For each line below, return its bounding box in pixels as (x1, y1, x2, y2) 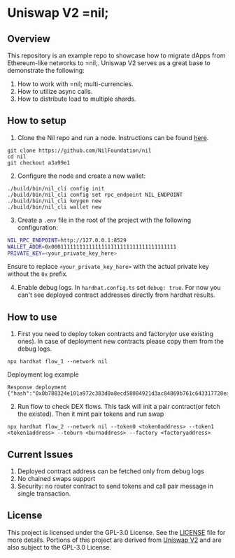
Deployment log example (7, 370, 79, 379)
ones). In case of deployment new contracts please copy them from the (17, 337, 224, 346)
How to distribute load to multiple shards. (17, 95, 136, 103)
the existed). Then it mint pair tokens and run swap (17, 410, 164, 418)
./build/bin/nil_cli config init (7, 185, 105, 192)
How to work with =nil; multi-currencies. (17, 80, 134, 88)
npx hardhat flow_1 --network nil (7, 358, 108, 365)
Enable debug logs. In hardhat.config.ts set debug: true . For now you (17, 284, 222, 292)
